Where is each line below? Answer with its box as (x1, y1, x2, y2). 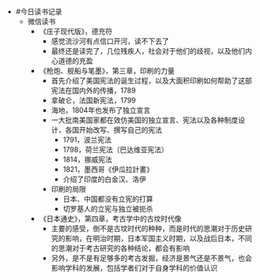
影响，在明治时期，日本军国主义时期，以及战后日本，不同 (65, 233, 253, 243)
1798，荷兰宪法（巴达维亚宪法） (62, 145, 168, 154)
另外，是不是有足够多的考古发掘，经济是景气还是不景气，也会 (51, 253, 253, 263)
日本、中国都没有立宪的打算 (62, 194, 153, 203)
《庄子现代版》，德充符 (39, 27, 113, 35)
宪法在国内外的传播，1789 (51, 86, 136, 95)
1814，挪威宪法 (62, 155, 113, 164)
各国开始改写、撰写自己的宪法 (65, 125, 163, 134)
